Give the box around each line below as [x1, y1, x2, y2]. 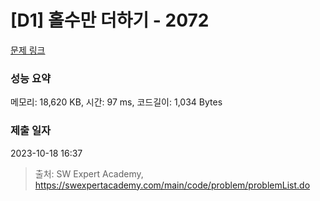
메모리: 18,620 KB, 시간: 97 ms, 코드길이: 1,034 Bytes [10, 96, 223, 108]
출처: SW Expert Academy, [34, 167, 144, 180]
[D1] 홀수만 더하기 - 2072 [10, 9, 210, 32]
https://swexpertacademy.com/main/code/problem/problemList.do [34, 179, 311, 191]
